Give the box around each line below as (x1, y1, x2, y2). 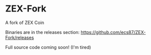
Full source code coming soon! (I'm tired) (5, 44, 91, 50)
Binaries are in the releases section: (5, 29, 80, 35)
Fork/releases (5, 34, 34, 40)
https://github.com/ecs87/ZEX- (81, 29, 146, 35)
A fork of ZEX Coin (5, 19, 45, 25)
